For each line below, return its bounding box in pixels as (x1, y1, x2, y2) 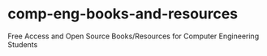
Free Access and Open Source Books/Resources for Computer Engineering (7, 31, 260, 41)
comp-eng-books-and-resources (7, 5, 239, 23)
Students (7, 39, 38, 49)
